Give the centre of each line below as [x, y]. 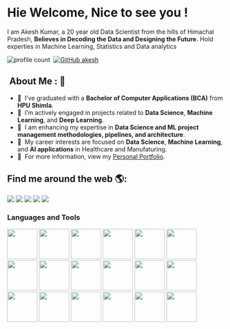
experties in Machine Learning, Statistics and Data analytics [92, 46]
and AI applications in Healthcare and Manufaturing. [92, 149]
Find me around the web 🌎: [67, 179]
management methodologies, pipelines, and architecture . [101, 134]
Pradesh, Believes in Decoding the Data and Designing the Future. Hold [110, 39]
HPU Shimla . [35, 105]
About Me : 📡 [38, 82]
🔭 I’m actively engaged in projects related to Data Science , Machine [115, 112]
